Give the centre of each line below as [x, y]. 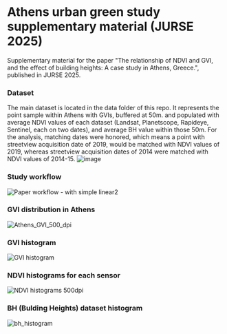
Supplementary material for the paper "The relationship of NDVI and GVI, [110, 60]
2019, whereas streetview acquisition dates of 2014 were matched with [108, 152]
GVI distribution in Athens [51, 209]
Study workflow [34, 177]
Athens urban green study [84, 12]
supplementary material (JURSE [100, 27]
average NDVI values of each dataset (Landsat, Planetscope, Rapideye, [108, 123]
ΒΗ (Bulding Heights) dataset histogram [75, 309]
